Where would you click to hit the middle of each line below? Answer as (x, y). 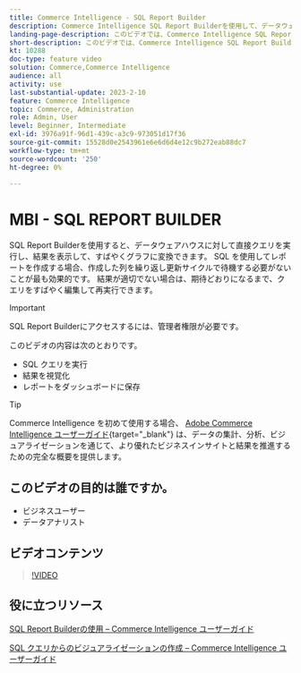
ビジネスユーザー (54, 511)
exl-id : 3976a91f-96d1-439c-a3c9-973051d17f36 (98, 134)
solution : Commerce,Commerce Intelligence (90, 68)
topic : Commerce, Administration (72, 109)
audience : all (36, 76)
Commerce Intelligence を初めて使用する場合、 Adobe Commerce (131, 423)
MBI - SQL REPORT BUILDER (116, 219)
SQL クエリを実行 (55, 364)
